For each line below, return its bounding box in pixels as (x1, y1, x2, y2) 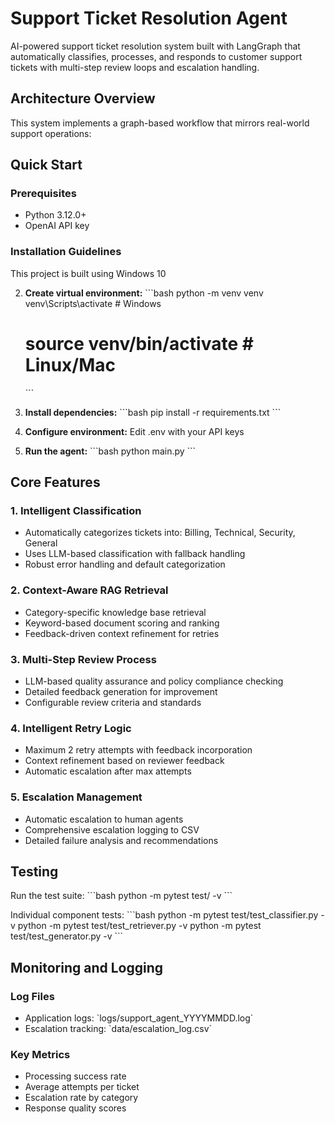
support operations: (10, 127, 92, 139)
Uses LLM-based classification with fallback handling (24, 548, 246, 560)
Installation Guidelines (10, 245, 122, 259)
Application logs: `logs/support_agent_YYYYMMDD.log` (24, 1012, 254, 1024)
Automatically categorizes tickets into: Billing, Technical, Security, (24, 527, 296, 539)
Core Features (10, 474, 101, 491)
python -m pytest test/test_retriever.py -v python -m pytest (17, 920, 262, 932)
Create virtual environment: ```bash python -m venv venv (24, 287, 264, 299)
